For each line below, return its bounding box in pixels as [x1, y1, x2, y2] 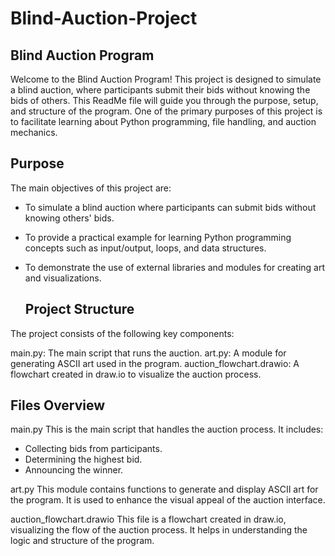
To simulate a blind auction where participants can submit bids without [24, 201, 317, 213]
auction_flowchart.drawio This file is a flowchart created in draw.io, [10, 513, 287, 526]
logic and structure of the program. [10, 535, 155, 547]
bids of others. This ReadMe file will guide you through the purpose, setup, [10, 95, 319, 106]
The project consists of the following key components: [10, 327, 235, 339]
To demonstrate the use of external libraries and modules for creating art [24, 261, 326, 273]
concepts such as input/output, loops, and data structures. [24, 242, 267, 254]
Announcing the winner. [24, 464, 124, 476]
